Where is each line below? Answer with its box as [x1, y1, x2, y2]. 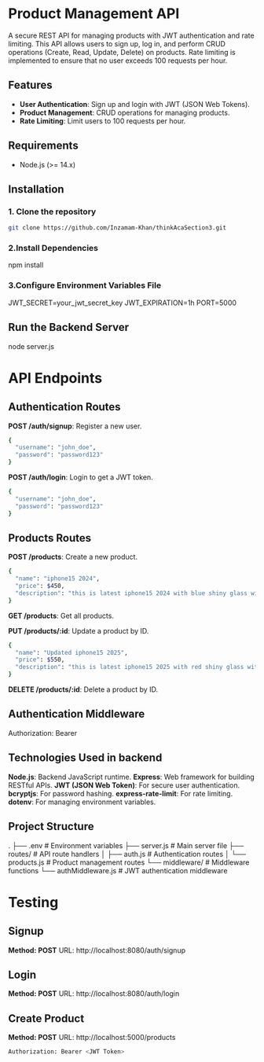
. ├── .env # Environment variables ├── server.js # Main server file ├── [8, 840, 244, 850]
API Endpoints [8, 369, 103, 387]
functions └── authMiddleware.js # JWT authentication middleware [8, 865, 228, 875]
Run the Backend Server [8, 321, 130, 334]
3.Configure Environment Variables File [8, 280, 162, 291]
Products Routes [8, 531, 92, 545]
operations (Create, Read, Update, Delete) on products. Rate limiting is [8, 47, 236, 57]
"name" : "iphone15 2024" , [15, 575, 101, 582]
